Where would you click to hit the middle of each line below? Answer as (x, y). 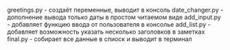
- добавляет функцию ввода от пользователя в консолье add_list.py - (109, 24)
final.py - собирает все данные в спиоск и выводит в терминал (100, 39)
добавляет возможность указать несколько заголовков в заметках (106, 32)
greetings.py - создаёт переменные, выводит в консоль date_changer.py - (115, 10)
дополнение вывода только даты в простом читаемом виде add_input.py (114, 17)
